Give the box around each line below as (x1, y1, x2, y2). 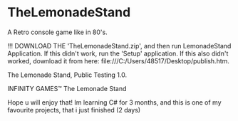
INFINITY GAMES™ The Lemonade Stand (7, 84, 127, 93)
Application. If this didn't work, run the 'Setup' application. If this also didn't (7, 49, 229, 58)
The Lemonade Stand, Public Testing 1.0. (7, 70, 127, 79)
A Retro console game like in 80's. (7, 28, 108, 36)
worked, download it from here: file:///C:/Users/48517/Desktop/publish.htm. (7, 56, 230, 65)
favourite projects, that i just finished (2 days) (7, 105, 141, 114)
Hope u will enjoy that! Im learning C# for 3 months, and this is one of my (7, 98, 222, 107)
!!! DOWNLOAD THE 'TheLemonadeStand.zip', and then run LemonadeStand (7, 41, 232, 50)
